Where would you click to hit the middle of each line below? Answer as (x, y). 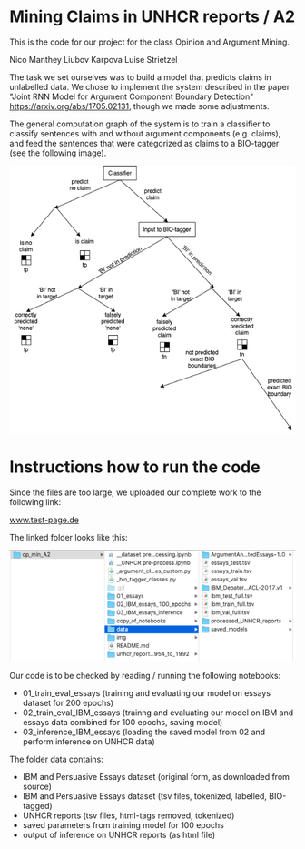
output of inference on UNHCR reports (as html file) (119, 835)
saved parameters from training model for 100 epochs (123, 825)
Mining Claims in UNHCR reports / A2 (152, 17)
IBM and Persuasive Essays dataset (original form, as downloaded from (156, 777)
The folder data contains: (57, 759)
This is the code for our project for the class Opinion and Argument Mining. (150, 42)
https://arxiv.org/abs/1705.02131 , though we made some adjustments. (139, 106)
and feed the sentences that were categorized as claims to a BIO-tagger (144, 143)
